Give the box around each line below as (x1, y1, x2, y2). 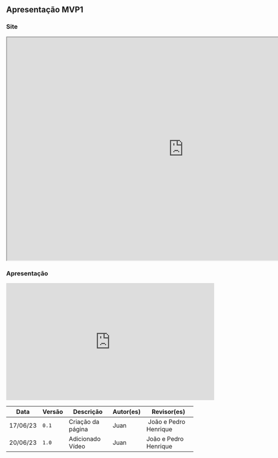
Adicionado (68, 434, 101, 443)
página (68, 425, 88, 433)
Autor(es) (112, 407, 141, 416)
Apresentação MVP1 (6, 5, 84, 15)
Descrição (73, 407, 103, 416)
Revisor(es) (151, 407, 185, 416)
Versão (42, 407, 64, 416)
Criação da (68, 418, 100, 426)
